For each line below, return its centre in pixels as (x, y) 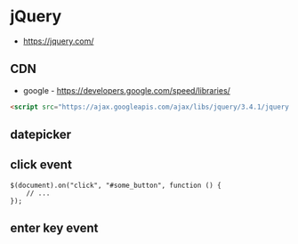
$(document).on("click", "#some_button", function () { (116, 185)
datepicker (41, 135)
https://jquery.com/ (58, 41)
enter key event (54, 228)
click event (41, 165)
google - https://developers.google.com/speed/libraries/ (126, 90)
